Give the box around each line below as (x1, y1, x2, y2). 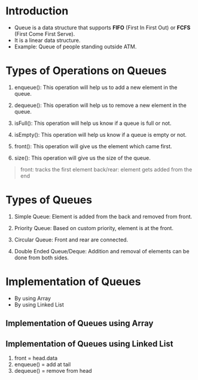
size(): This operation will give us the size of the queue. (14, 154, 151, 161)
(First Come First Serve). (14, 30, 75, 37)
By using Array (14, 295, 51, 302)
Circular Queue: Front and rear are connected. (14, 236, 129, 243)
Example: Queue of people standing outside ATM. (14, 43, 137, 50)
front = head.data (14, 354, 58, 361)
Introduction (5, 4, 69, 18)
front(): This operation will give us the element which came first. (14, 142, 172, 150)
